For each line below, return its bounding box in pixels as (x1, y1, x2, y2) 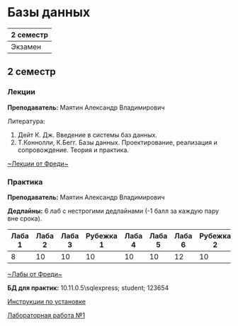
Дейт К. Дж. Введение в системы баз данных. (17, 130, 158, 139)
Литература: (7, 117, 45, 125)
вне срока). (7, 214, 42, 223)
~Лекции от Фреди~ (7, 159, 69, 168)
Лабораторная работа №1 (7, 310, 86, 319)
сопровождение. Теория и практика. (17, 146, 130, 154)
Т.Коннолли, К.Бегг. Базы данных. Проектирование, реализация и (17, 138, 217, 146)
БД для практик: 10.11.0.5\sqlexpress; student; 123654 (7, 284, 169, 292)
